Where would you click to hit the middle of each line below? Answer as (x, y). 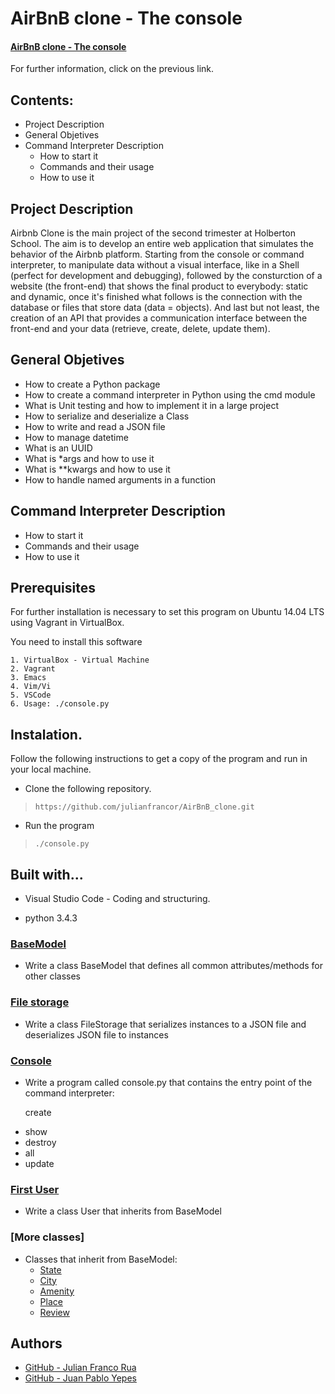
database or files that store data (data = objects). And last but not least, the (165, 308)
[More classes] (47, 1237)
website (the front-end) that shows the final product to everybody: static (159, 286)
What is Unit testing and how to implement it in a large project (151, 405)
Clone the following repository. (88, 789)
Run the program (59, 826)
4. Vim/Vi (31, 687)
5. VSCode (31, 695)
